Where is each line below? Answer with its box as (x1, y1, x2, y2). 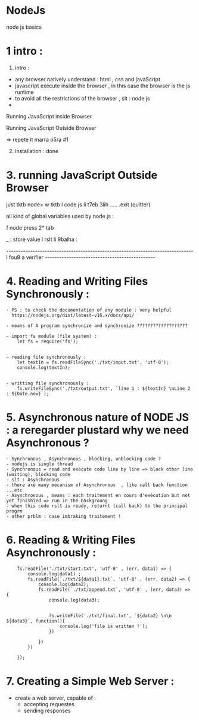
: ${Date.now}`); (6, 390, 49, 396)
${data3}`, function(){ (6, 618, 66, 624)
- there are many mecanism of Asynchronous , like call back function (6, 482, 188, 488)
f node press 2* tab (6, 224, 54, 231)
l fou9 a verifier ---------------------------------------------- (6, 254, 156, 261)
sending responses (23, 707, 71, 714)
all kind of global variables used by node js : (6, 212, 114, 219)
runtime (14, 88, 35, 96)
